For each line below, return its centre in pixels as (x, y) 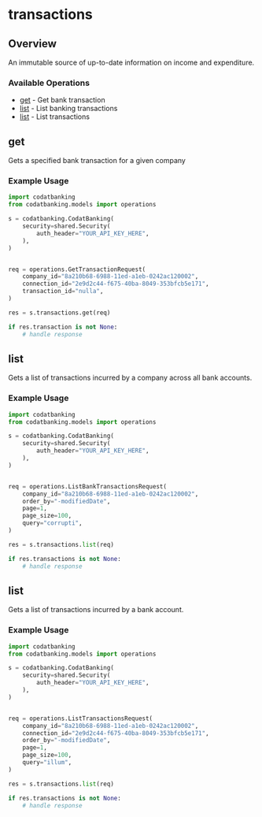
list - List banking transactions (68, 109)
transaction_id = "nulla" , (63, 292)
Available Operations (49, 83)
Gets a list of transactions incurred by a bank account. (96, 610)
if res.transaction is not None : (63, 327)
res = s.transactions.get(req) (59, 313)
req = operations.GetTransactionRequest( (77, 269)
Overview (33, 44)
